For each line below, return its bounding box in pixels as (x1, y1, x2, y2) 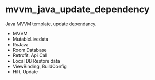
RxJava (12, 41, 29, 47)
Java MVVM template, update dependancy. (5, 21, 97, 27)
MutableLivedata (12, 36, 49, 42)
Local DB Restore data (12, 57, 60, 64)
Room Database (12, 47, 47, 53)
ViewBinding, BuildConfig (12, 63, 67, 69)
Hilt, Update (12, 68, 38, 75)
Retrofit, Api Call (12, 52, 48, 58)
